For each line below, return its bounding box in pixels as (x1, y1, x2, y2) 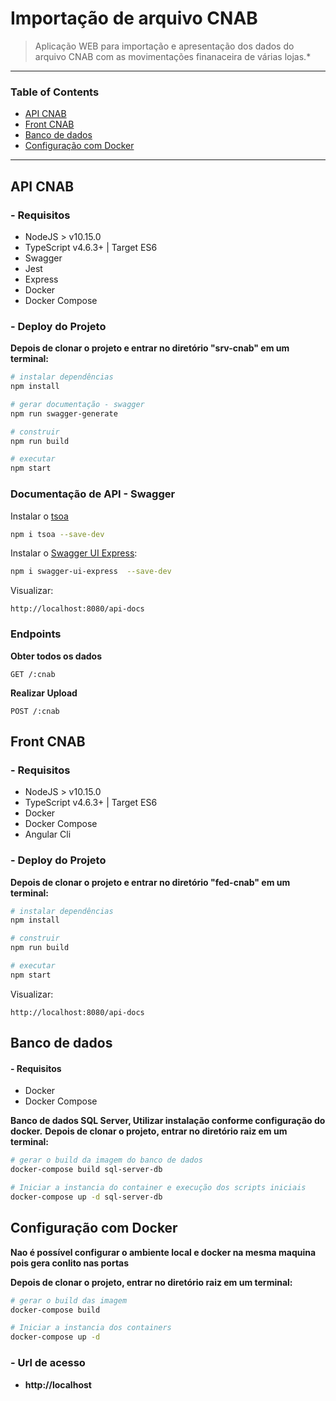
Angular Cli (24, 828, 72, 841)
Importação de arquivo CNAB (10, 7, 258, 30)
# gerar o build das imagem (10, 1295, 128, 1306)
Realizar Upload (10, 687, 78, 699)
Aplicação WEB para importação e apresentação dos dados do (34, 40, 295, 52)
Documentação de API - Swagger (10, 487, 176, 501)
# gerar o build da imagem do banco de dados (10, 1155, 203, 1166)
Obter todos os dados (10, 650, 103, 662)
